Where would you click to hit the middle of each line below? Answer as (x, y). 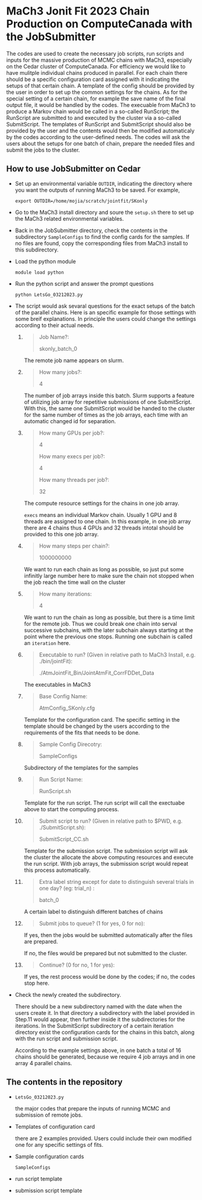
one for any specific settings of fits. (59, 1144)
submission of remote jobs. (49, 1115)
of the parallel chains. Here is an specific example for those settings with (105, 312)
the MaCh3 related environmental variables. (69, 218)
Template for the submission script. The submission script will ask (106, 851)
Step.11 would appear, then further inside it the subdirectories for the (100, 1019)
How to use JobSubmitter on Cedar (74, 169)
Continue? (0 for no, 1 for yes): (77, 965)
